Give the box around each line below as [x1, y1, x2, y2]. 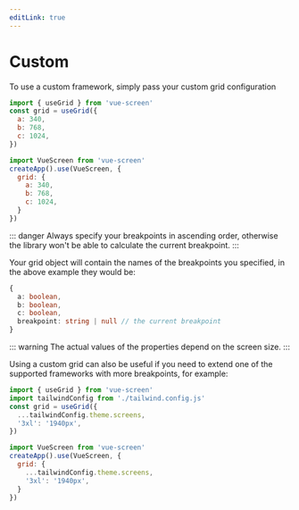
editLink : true [9, 13, 66, 22]
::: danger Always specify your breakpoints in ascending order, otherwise [9, 230, 278, 241]
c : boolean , [17, 309, 62, 318]
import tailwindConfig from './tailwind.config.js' [9, 394, 205, 403]
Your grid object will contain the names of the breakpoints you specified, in [9, 256, 286, 268]
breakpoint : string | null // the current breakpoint [17, 317, 221, 326]
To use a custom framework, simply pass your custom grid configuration [9, 81, 277, 92]
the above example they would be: [9, 266, 136, 277]
